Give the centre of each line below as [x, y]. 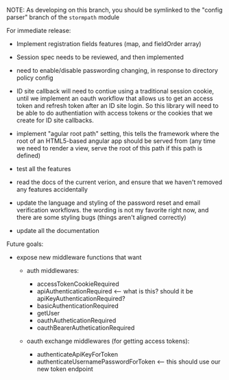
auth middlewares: [53, 270]
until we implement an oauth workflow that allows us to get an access [114, 98]
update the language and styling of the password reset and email [108, 203]
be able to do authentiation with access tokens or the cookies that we [114, 113]
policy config [35, 78]
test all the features [44, 169]
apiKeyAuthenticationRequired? [81, 299]
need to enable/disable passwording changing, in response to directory [117, 70]
